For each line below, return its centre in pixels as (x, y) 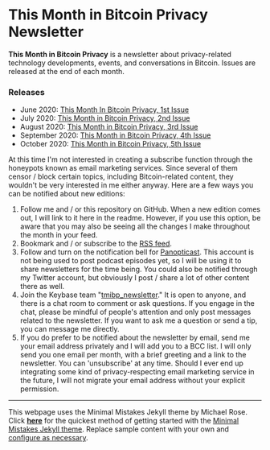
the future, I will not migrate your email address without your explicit (133, 381)
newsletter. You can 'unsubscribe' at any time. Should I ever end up (131, 363)
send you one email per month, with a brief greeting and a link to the (133, 355)
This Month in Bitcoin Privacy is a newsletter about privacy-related (120, 54)
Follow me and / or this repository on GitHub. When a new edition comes (140, 209)
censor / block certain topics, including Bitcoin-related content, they (121, 177)
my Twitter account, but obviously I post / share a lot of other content (135, 278)
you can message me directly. (70, 329)
